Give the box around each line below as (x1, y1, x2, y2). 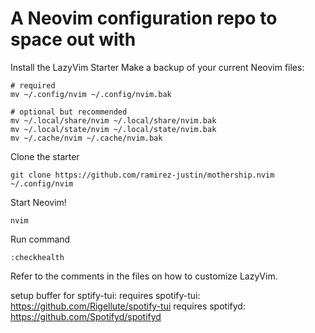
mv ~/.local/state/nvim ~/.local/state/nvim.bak (10, 124, 217, 134)
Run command (10, 233, 71, 245)
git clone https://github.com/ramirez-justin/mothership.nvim (10, 170, 275, 180)
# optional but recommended (10, 107, 128, 117)
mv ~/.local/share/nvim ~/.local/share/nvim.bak (10, 115, 217, 126)
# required (10, 80, 56, 91)
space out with (10, 28, 137, 51)
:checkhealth (10, 252, 65, 262)
